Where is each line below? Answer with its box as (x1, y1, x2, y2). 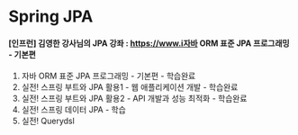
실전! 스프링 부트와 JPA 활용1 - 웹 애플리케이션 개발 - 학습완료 (21, 82, 239, 93)
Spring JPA (8, 6, 94, 27)
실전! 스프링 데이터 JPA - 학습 (21, 104, 127, 115)
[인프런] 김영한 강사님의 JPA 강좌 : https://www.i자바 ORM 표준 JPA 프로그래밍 (8, 38, 290, 49)
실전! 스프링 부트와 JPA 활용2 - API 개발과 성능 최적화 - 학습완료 (21, 93, 248, 104)
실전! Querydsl (21, 115, 76, 127)
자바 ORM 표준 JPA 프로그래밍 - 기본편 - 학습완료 (21, 70, 196, 82)
